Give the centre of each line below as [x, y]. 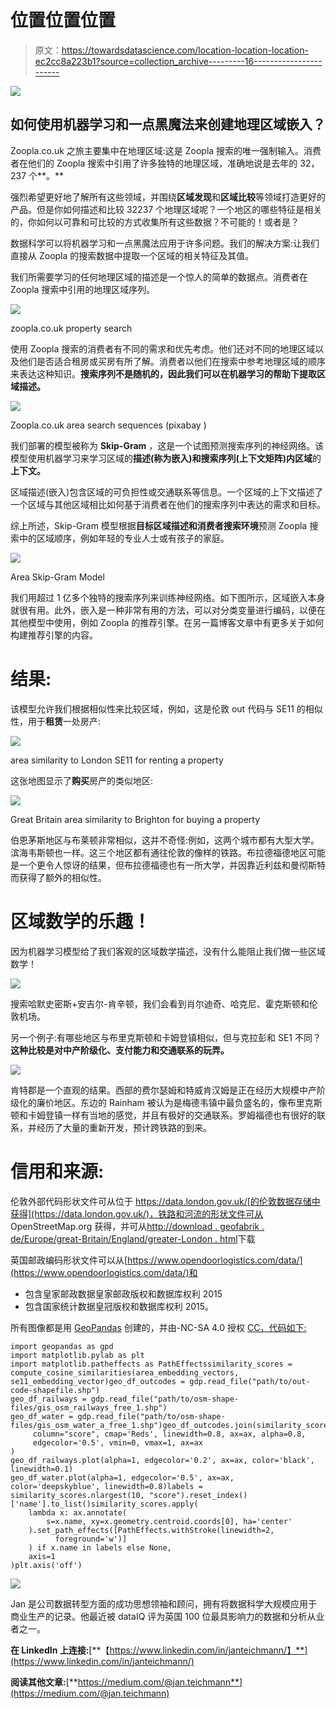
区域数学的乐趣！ [81, 921]
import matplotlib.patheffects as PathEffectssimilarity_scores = [151, 1364]
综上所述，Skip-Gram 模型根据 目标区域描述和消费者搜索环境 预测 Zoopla [159, 525]
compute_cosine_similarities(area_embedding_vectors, [125, 1372]
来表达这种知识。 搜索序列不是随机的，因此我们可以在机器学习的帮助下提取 [163, 373]
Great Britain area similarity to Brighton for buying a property [135, 819]
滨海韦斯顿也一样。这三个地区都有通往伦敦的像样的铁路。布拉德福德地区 [159, 852]
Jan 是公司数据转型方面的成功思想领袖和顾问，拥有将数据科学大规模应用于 [164, 1603]
